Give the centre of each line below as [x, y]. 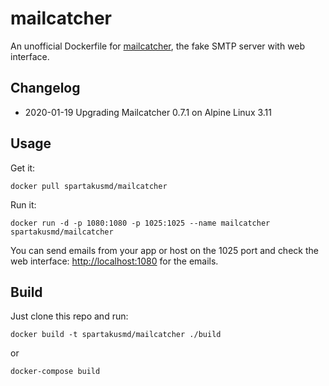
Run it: [23, 204]
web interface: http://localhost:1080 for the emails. [114, 261]
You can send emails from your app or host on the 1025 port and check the [164, 250]
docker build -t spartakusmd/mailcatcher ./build [116, 335]
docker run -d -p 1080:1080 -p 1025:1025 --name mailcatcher [140, 223]
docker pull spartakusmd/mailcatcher [89, 186]
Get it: [23, 168]
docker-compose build [55, 372]
